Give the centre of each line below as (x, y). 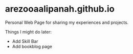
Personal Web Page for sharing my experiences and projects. (67, 22)
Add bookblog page (32, 46)
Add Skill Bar (25, 41)
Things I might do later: (28, 32)
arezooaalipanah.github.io (60, 9)
